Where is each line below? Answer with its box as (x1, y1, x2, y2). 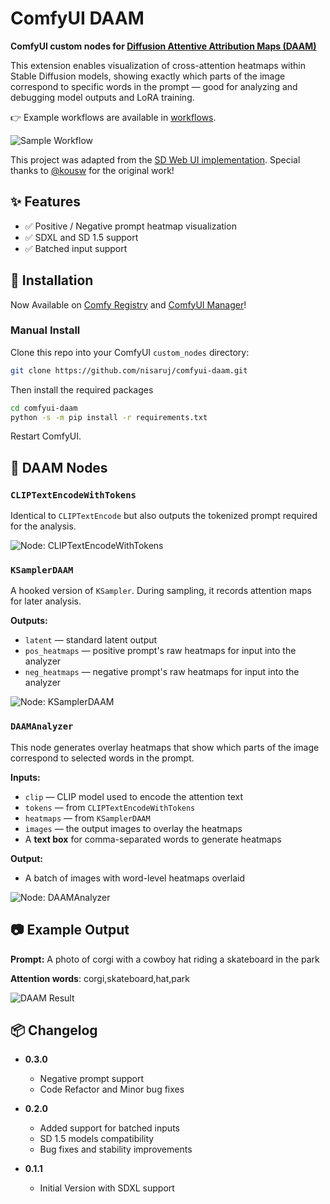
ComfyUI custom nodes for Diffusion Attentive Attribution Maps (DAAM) (10, 40, 317, 52)
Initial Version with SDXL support (39, 1182, 175, 1194)
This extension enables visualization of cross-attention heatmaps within (10, 59, 307, 71)
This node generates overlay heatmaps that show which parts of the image (10, 741, 320, 753)
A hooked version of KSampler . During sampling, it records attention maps (10, 585, 312, 597)
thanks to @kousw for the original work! (10, 164, 175, 176)
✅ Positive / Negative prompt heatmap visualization (24, 220, 237, 232)
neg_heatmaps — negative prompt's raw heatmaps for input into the (24, 666, 300, 678)
